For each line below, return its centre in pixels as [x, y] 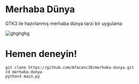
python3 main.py [23, 76]
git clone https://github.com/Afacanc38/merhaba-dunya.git [70, 67]
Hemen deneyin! [41, 54]
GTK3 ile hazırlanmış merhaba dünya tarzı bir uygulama [64, 23]
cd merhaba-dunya [24, 72]
